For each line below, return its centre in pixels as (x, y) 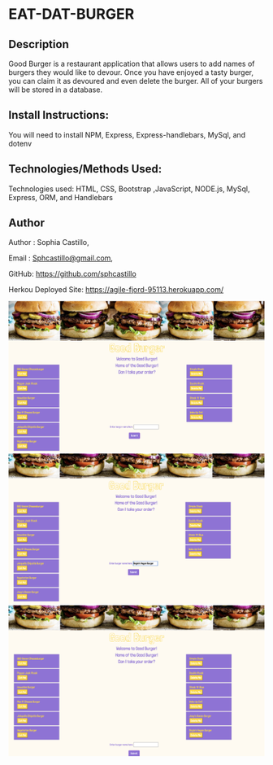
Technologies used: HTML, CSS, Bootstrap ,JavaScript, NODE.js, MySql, (129, 189)
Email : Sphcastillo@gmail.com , (61, 258)
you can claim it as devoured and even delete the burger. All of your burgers (136, 81)
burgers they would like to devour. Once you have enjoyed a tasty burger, (131, 72)
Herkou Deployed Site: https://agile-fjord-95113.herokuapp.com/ (116, 290)
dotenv (20, 143)
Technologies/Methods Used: (85, 169)
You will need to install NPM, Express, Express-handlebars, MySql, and (127, 134)
